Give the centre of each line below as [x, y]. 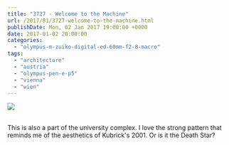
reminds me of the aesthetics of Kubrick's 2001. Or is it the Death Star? [111, 135]
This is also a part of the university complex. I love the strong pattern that [114, 128]
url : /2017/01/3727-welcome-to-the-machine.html [81, 21]
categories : [25, 41]
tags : [15, 54]
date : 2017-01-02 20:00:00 [47, 34]
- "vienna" [30, 80]
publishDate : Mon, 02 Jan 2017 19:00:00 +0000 [78, 27]
